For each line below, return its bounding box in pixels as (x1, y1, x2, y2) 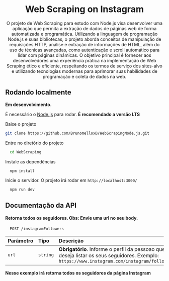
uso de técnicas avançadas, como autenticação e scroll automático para (9, 47, 160, 53)
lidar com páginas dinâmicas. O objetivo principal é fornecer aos (17, 52, 152, 58)
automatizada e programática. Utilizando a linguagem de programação (11, 31, 158, 37)
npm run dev (10, 187, 35, 192)
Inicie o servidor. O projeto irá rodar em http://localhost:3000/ (5, 177, 137, 183)
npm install (10, 168, 35, 173)
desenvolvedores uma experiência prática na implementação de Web (13, 57, 156, 63)
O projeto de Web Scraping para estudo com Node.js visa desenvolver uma (7, 20, 162, 26)
